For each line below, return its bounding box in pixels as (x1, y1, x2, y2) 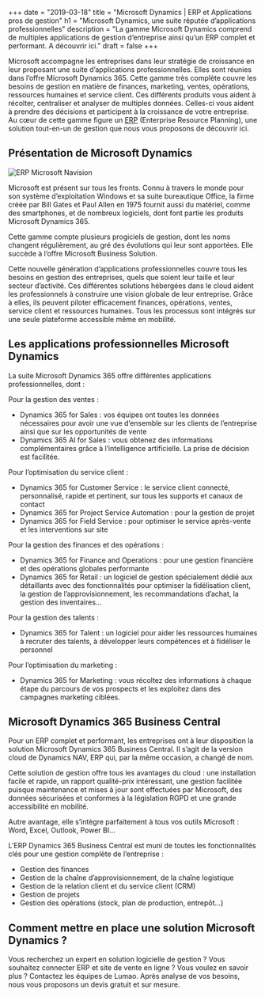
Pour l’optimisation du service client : (8, 467, 129, 476)
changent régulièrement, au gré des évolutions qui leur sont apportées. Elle (8, 240, 253, 249)
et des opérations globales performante (19, 563, 150, 573)
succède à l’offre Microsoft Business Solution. (8, 248, 158, 258)
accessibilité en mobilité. (8, 802, 89, 811)
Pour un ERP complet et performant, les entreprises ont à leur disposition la (8, 736, 254, 745)
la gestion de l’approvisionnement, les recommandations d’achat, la (19, 589, 239, 598)
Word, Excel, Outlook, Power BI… (8, 825, 116, 835)
